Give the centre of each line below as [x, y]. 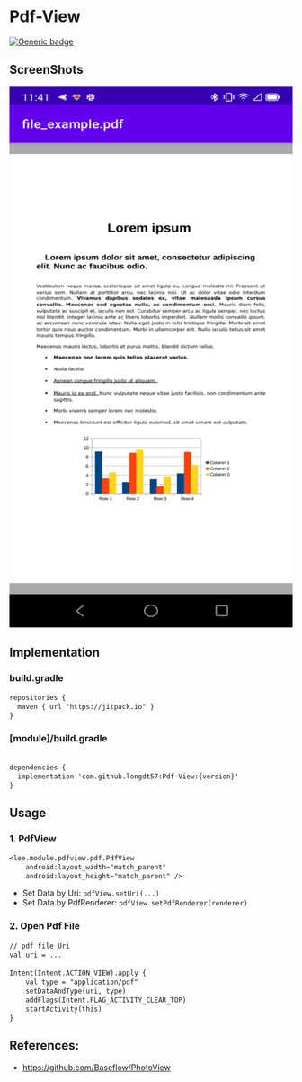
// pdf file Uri [40, 946]
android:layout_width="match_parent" [96, 868]
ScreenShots [46, 70]
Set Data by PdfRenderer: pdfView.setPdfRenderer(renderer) [135, 903]
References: [44, 1046]
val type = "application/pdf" [82, 982]
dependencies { [38, 768]
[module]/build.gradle [58, 739]
